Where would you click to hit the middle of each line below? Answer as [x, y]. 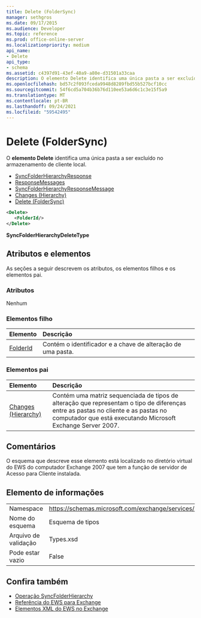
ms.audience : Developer [36, 28]
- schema [17, 67]
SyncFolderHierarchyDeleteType [48, 235]
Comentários [31, 447]
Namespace [26, 508]
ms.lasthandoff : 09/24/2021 [41, 106]
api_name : [19, 51]
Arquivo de [25, 535]
